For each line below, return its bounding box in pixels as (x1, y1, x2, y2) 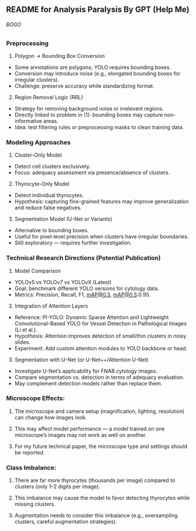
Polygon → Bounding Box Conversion (14, 52, 105, 59)
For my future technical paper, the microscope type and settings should (14, 443, 188, 450)
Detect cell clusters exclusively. (14, 163, 91, 170)
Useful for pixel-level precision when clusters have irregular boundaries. (14, 233, 189, 240)
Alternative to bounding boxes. (14, 227, 89, 234)
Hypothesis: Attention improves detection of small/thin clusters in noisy (14, 332, 187, 339)
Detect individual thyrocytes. (14, 192, 84, 199)
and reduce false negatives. (14, 204, 82, 211)
